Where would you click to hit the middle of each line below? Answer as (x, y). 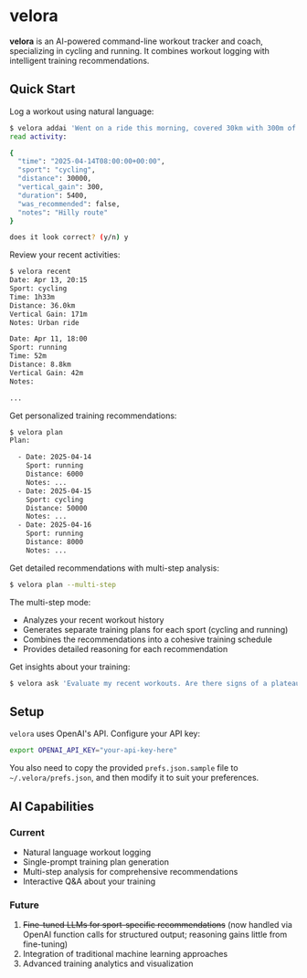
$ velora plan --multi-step (63, 584)
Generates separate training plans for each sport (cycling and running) (155, 629)
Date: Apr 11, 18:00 (49, 339)
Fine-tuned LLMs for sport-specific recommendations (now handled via (157, 925)
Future (24, 905)
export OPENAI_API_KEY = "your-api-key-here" (94, 751)
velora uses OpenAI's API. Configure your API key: (105, 734)
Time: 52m (28, 356)
